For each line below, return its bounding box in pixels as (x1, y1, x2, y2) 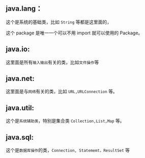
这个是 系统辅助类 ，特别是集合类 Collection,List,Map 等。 (6, 118, 125, 124)
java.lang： (6, 4, 43, 13)
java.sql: (6, 133, 34, 142)
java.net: (6, 74, 35, 83)
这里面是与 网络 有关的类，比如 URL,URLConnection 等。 (6, 88, 118, 95)
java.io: (6, 45, 30, 54)
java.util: (6, 103, 35, 112)
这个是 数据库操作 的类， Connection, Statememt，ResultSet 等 (6, 147, 130, 153)
